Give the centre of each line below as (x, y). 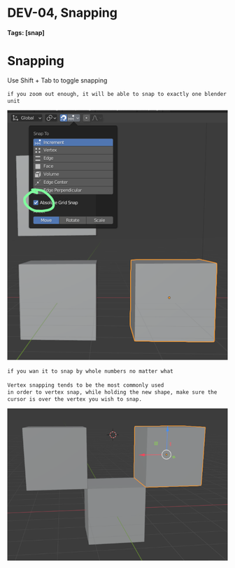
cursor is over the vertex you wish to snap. (74, 399)
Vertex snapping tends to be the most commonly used (86, 385)
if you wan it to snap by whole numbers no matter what (90, 371)
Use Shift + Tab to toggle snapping (57, 80)
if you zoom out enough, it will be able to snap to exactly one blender (117, 94)
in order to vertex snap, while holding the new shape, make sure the (112, 392)
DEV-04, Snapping (62, 13)
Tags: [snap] (26, 32)
